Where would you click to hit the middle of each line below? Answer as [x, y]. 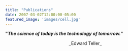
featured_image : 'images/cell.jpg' [43, 19]
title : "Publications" [29, 10]
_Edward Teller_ [85, 43]
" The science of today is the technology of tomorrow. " [64, 34]
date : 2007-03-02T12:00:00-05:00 [41, 15]
